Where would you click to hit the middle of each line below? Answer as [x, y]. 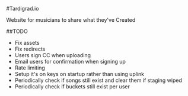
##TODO [17, 31]
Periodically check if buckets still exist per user [72, 87]
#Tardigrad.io [23, 9]
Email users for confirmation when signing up [70, 62]
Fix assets [27, 43]
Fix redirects [30, 49]
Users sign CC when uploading [52, 55]
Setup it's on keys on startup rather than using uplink [79, 74]
